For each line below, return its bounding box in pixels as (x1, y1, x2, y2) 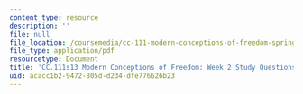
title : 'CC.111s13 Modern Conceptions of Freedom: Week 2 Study (9, 64, 256, 73)
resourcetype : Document (9, 55, 99, 64)
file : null (9, 30, 50, 38)
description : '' (9, 21, 70, 30)
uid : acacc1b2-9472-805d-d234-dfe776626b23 (9, 72, 176, 81)
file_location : (9, 38, 67, 47)
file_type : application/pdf (9, 47, 115, 56)
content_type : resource (9, 13, 99, 22)
